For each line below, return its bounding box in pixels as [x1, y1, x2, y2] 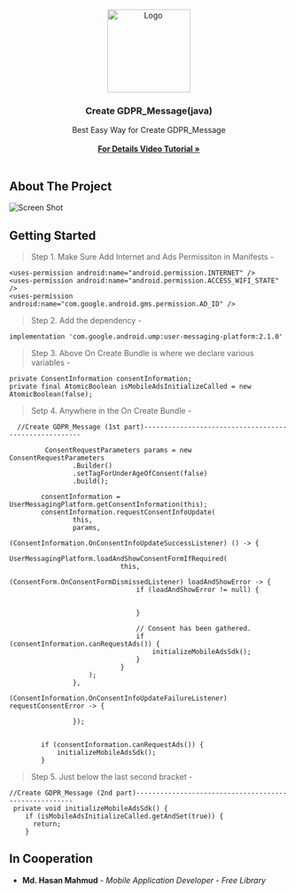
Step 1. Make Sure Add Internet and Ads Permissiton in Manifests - [30, 251, 275, 261]
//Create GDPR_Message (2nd [9, 789, 113, 797]
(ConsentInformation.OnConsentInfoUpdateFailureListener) [9, 694, 228, 703]
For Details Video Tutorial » [97, 144, 200, 154]
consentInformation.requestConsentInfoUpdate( [41, 508, 216, 517]
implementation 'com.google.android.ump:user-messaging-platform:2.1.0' [9, 332, 283, 341]
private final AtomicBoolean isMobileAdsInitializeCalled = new [9, 382, 252, 391]
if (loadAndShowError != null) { [136, 585, 260, 594]
